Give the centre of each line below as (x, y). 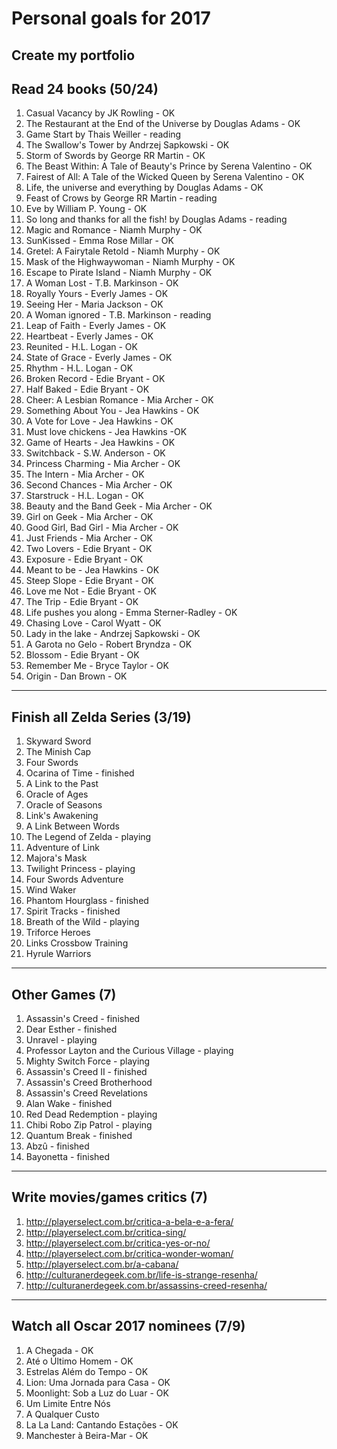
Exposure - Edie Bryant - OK (84, 559)
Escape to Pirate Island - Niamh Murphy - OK (119, 273)
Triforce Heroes (58, 933)
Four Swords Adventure (74, 879)
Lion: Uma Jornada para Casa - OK (98, 1382)
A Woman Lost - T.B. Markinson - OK (102, 283)
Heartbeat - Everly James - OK (89, 336)
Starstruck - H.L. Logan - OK (84, 496)
